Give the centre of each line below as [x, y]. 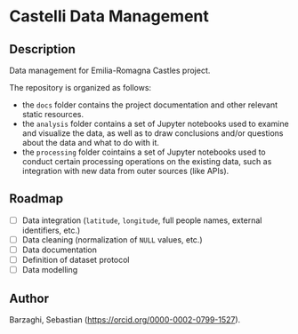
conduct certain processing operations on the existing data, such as [147, 161]
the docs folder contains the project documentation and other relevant [150, 105]
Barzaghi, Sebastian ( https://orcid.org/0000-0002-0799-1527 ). [125, 319]
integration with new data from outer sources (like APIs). [125, 171]
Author [29, 298]
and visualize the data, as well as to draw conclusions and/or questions [153, 133]
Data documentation [60, 250]
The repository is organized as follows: [81, 87]
